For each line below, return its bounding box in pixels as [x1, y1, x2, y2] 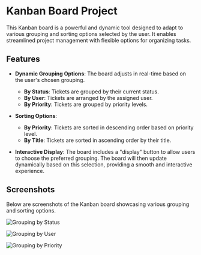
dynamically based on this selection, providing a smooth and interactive [14, 160, 193, 168]
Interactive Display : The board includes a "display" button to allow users [14, 148, 196, 155]
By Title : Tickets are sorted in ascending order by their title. [23, 136, 172, 144]
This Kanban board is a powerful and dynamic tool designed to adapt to [6, 24, 184, 31]
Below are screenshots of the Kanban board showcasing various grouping [6, 201, 190, 208]
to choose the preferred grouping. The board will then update [14, 154, 167, 162]
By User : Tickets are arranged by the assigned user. [23, 94, 153, 101]
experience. [14, 167, 45, 174]
